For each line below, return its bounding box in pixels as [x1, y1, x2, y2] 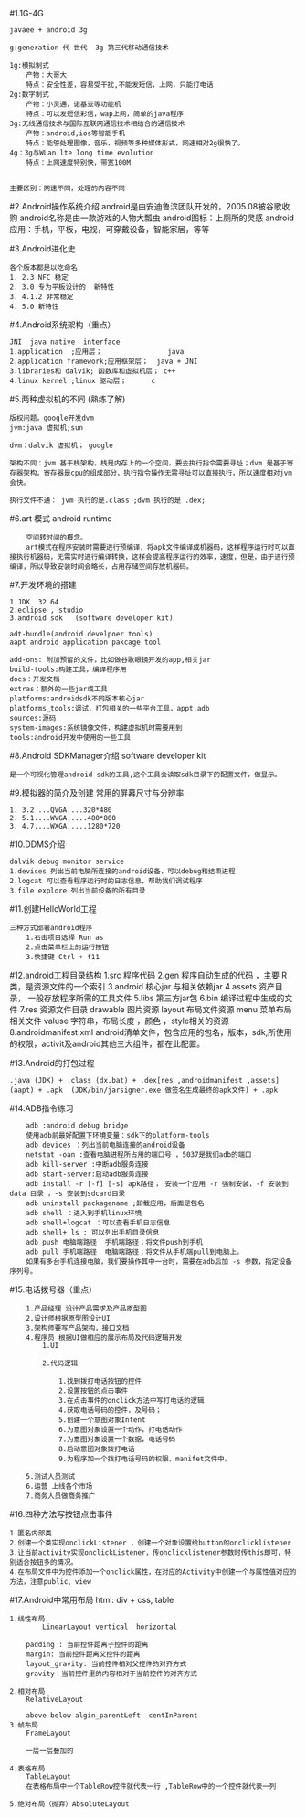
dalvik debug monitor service [9, 857, 125, 866]
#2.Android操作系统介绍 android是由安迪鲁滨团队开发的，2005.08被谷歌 [9, 201, 282, 211]
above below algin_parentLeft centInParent [26, 1711, 198, 1720]
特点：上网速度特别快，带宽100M [26, 158, 131, 167]
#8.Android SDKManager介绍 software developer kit [9, 750, 206, 761]
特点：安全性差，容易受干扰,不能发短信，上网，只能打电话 [26, 80, 214, 90]
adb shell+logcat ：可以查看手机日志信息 [26, 1218, 171, 1227]
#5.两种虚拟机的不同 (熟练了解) [9, 393, 126, 404]
